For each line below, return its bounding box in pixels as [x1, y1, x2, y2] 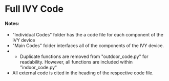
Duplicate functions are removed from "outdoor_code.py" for [19, 53, 149, 59]
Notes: [5, 20, 20, 26]
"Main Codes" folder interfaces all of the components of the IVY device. [12, 43, 164, 49]
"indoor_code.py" [19, 65, 57, 71]
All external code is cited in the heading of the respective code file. [12, 70, 154, 76]
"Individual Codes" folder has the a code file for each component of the [12, 32, 163, 38]
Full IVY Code [5, 3, 64, 15]
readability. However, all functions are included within [19, 59, 133, 65]
